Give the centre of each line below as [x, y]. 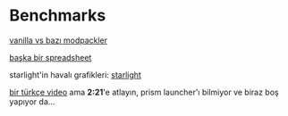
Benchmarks [58, 16]
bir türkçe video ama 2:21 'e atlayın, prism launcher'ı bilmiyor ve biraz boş [144, 92]
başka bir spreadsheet [51, 57]
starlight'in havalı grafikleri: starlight [75, 75]
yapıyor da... [32, 101]
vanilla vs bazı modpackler [59, 40]
